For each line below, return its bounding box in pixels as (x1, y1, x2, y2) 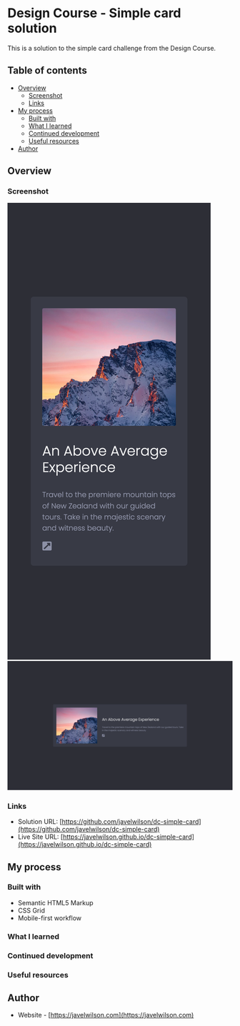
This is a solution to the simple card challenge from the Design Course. (7, 44, 216, 52)
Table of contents (7, 64, 87, 76)
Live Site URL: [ (17, 832, 64, 841)
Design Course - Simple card (7, 5, 181, 21)
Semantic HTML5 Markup (17, 898, 94, 907)
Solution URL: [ (17, 817, 62, 826)
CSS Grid (17, 906, 45, 915)
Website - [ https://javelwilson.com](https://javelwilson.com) (17, 1011, 194, 1020)
